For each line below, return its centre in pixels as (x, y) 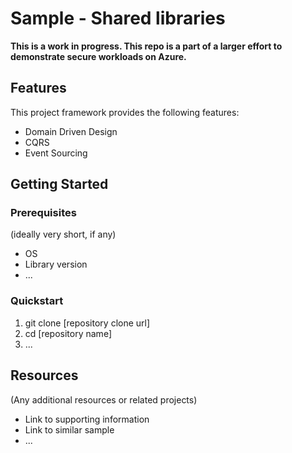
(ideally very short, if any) (63, 234)
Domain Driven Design (71, 131)
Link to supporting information (87, 419)
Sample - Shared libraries (118, 18)
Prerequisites (43, 213)
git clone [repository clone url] (87, 323)
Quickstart (37, 301)
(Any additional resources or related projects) (104, 399)
